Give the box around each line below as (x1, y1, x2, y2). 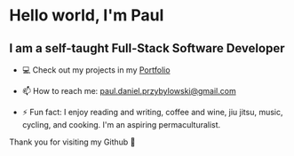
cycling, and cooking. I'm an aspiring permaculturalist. (21, 120, 221, 129)
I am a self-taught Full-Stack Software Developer (9, 41, 285, 56)
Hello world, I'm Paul (9, 5, 164, 26)
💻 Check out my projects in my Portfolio (21, 65, 171, 75)
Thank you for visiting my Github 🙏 (9, 136, 136, 147)
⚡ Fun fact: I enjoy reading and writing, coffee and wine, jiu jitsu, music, (21, 107, 283, 117)
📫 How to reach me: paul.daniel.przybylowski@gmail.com (21, 86, 237, 96)
